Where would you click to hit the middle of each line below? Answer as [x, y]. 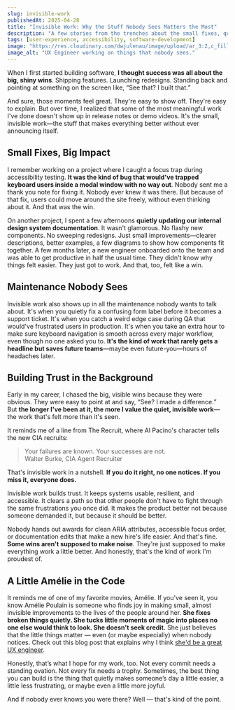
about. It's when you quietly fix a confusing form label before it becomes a [114, 311]
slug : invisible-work [39, 14]
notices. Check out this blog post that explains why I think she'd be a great [115, 642]
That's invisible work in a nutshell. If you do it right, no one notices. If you [114, 472]
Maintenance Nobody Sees [67, 287]
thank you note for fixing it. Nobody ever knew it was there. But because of [115, 192]
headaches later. [31, 356]
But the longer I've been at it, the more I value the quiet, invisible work [111, 409]
